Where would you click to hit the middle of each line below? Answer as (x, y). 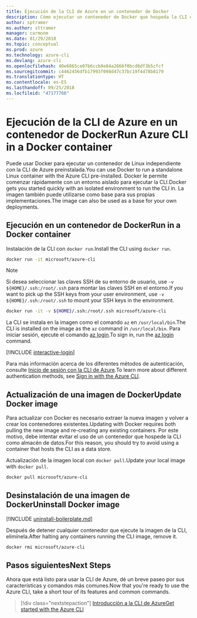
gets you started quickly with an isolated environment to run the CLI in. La (95, 188)
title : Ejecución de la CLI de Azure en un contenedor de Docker (87, 11)
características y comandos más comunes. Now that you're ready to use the (98, 586)
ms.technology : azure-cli (38, 55)
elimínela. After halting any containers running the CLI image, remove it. (92, 536)
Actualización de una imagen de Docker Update (94, 395)
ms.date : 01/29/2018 (31, 39)
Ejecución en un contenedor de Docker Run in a (93, 225)
